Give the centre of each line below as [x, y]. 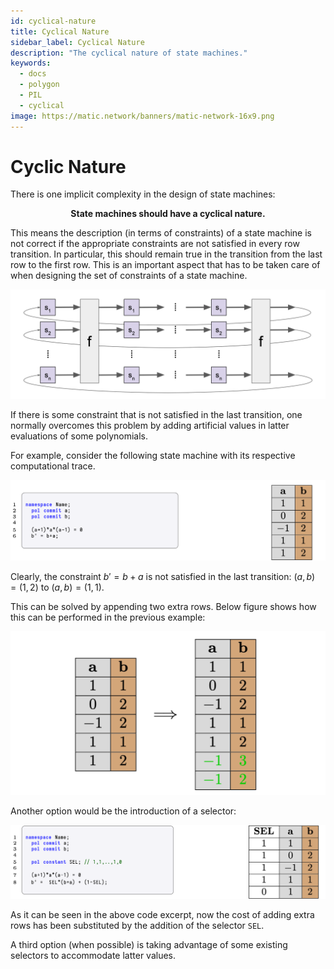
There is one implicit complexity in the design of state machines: [143, 194]
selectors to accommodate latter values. [93, 955]
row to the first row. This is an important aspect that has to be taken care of [165, 265]
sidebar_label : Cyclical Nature [77, 42]
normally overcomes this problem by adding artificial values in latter [150, 425]
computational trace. [53, 466]
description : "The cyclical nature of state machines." [129, 53]
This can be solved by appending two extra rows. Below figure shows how [163, 607]
